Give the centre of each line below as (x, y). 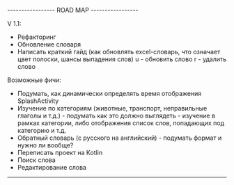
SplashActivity (38, 101)
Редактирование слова (52, 167)
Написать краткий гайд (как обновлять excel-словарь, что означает (119, 52)
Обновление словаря (49, 44)
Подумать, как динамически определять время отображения (109, 94)
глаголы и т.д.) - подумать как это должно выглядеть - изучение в (116, 115)
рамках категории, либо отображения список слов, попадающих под (121, 123)
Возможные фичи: (34, 80)
